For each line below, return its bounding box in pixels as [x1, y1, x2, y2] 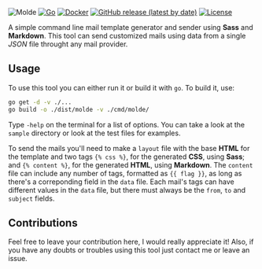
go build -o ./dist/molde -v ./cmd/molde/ [8, 105, 149, 113]
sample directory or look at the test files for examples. [8, 128, 181, 138]
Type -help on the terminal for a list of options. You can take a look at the [8, 120, 245, 129]
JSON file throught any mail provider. [8, 39, 128, 49]
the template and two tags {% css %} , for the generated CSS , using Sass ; [8, 152, 245, 161]
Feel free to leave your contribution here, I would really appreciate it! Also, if [8, 237, 254, 247]
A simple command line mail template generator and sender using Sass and [8, 23, 253, 31]
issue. [8, 254, 28, 263]
